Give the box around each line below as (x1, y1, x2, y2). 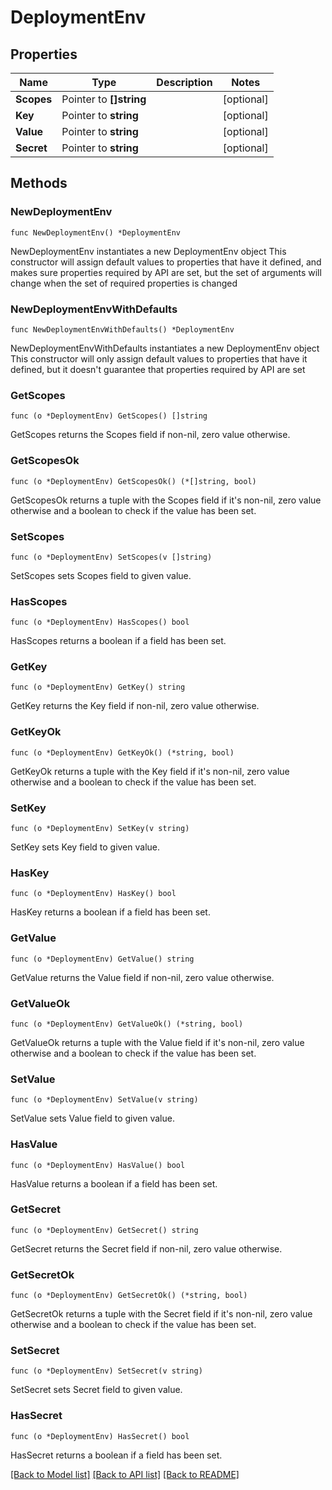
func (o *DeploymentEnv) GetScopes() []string (10, 411, 208, 421)
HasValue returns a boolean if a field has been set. (10, 1177, 218, 1190)
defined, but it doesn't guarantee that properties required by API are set (10, 363, 306, 375)
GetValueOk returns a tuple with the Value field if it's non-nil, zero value (10, 1036, 305, 1048)
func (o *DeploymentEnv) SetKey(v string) (10, 824, 190, 834)
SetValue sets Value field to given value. (10, 1112, 175, 1125)
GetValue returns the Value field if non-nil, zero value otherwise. (10, 971, 275, 983)
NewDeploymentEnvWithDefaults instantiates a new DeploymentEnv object (10, 342, 320, 354)
